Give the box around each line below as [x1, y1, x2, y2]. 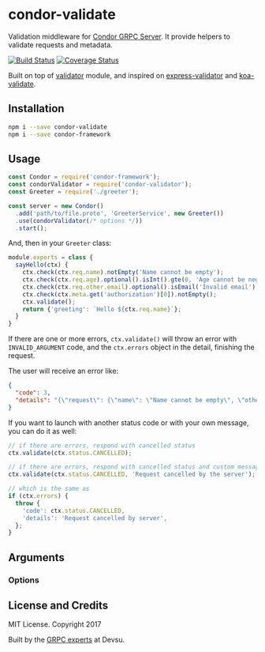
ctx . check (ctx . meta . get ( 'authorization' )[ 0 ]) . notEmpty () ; [22, 290, 217, 298]
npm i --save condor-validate [8, 122, 108, 131]
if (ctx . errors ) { [8, 492, 69, 500]
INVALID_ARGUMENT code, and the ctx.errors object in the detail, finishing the [8, 342, 255, 352]
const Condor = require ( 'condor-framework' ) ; [8, 173, 160, 181]
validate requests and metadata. [8, 40, 113, 49]
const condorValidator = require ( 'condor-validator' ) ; [8, 180, 192, 189]
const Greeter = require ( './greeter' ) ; [8, 188, 140, 196]
